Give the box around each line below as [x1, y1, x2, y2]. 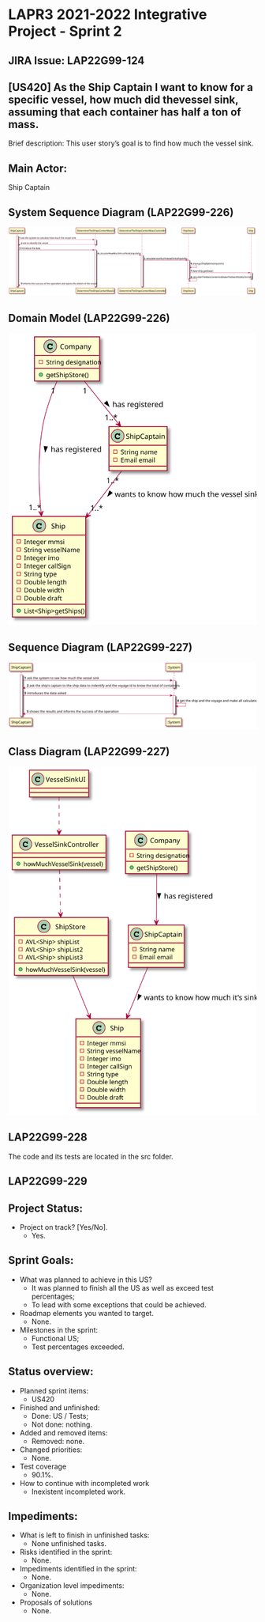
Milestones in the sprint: [19, 1325, 99, 1334]
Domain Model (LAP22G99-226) [8, 311, 170, 325]
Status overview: [8, 1365, 94, 1378]
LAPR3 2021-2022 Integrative [8, 6, 207, 24]
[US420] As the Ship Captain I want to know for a [8, 81, 254, 94]
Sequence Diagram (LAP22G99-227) [8, 641, 193, 654]
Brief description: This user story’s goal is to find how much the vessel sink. [8, 138, 254, 148]
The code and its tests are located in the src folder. [8, 1151, 174, 1161]
